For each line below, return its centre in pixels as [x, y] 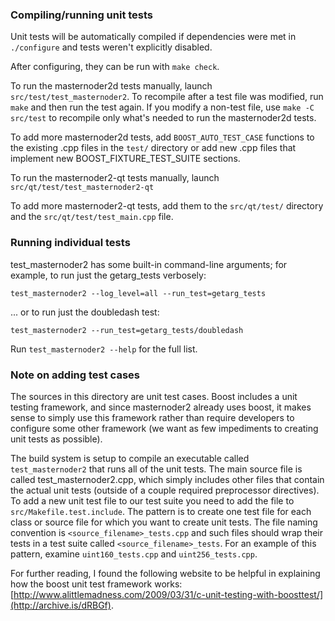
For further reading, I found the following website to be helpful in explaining [165, 573]
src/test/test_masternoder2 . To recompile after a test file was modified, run [167, 97]
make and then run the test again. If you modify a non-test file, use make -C [162, 107]
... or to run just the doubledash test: [85, 312]
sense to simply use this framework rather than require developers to [152, 417]
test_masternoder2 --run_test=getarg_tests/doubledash [127, 330]
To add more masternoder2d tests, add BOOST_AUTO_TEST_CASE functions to [162, 137]
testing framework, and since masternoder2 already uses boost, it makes [161, 407]
